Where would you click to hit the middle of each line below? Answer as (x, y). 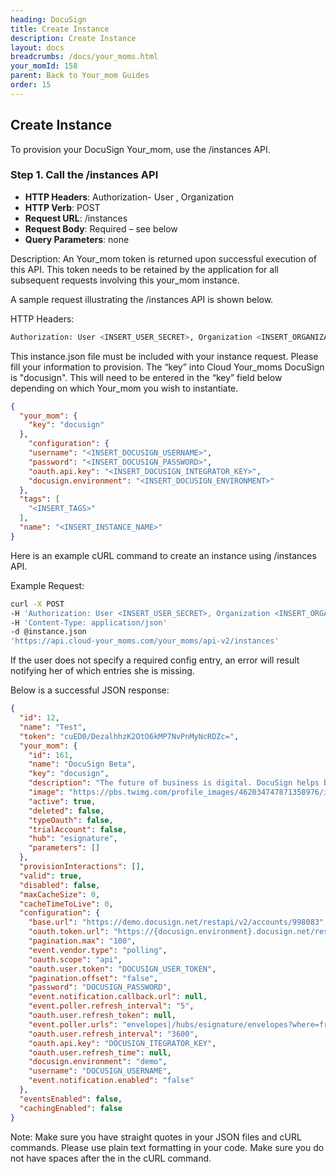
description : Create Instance (73, 38)
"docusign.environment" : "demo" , (98, 1062)
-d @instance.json (48, 632)
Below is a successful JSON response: (90, 690)
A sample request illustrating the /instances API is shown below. (142, 299)
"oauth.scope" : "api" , (75, 959)
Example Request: (47, 585)
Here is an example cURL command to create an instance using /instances (163, 555)
